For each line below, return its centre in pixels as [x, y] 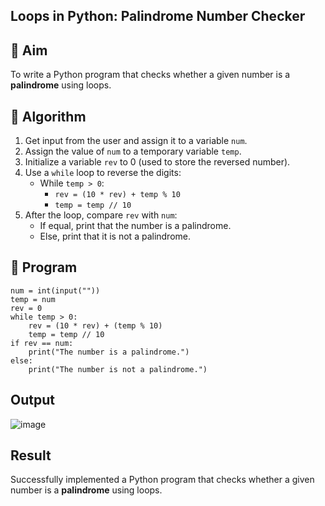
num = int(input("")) [55, 290]
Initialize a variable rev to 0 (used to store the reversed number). [157, 162]
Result [31, 455]
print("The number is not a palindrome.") [118, 369]
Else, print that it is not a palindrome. [115, 236]
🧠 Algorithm [48, 116]
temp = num [33, 299]
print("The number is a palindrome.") [109, 352]
